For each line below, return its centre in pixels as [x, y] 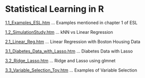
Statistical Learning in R [55, 9]
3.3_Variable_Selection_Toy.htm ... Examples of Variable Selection [71, 70]
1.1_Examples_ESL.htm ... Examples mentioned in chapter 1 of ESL [71, 23]
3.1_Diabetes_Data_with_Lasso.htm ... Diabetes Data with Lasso [69, 51]
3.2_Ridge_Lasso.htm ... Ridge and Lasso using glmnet [60, 60]
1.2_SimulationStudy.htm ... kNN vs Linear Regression [59, 32]
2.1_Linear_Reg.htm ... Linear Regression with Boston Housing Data [73, 41]
